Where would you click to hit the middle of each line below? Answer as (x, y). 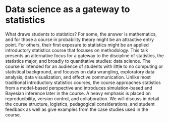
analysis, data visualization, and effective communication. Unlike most (78, 77)
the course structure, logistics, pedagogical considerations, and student (80, 104)
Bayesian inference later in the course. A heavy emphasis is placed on (78, 93)
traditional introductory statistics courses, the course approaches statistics (83, 83)
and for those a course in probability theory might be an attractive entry (80, 39)
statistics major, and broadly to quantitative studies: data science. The (78, 61)
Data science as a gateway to (68, 9)
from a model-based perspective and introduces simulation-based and (79, 88)
